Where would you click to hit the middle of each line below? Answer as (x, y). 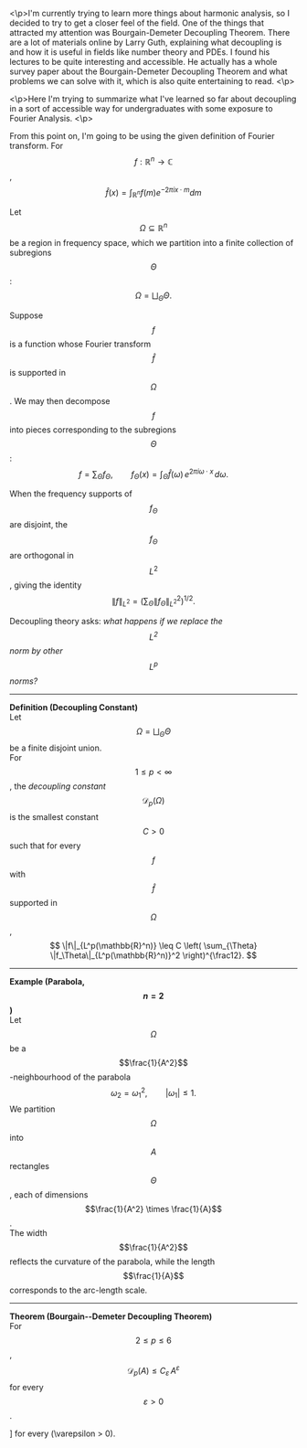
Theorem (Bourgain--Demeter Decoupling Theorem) (111, 1316)
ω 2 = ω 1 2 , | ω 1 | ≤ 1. (153, 1093)
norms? (24, 681)
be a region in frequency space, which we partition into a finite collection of (152, 242)
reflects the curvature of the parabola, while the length (112, 1262)
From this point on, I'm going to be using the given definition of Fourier (143, 136)
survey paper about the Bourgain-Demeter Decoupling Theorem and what (148, 71)
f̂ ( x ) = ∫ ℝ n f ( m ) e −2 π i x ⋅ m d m (153, 192)
